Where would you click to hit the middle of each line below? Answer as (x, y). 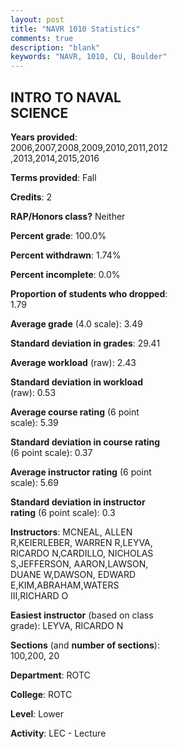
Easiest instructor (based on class (82, 615)
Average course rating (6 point (75, 412)
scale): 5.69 (34, 482)
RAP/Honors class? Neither (68, 216)
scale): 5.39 (34, 422)
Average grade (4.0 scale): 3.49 (76, 323)
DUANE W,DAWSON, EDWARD (73, 574)
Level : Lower (37, 713)
